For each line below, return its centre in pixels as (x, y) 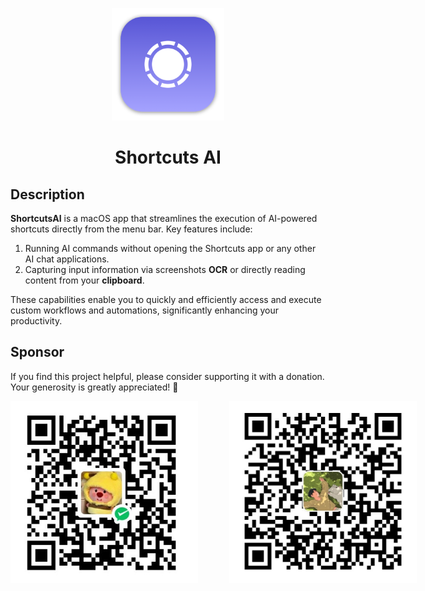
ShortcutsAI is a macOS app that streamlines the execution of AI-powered (164, 218)
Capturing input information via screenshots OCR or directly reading (165, 269)
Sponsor (37, 352)
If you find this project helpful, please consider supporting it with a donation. (167, 376)
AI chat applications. (67, 259)
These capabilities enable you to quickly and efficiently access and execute (166, 299)
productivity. (36, 321)
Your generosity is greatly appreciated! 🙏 (94, 387)
